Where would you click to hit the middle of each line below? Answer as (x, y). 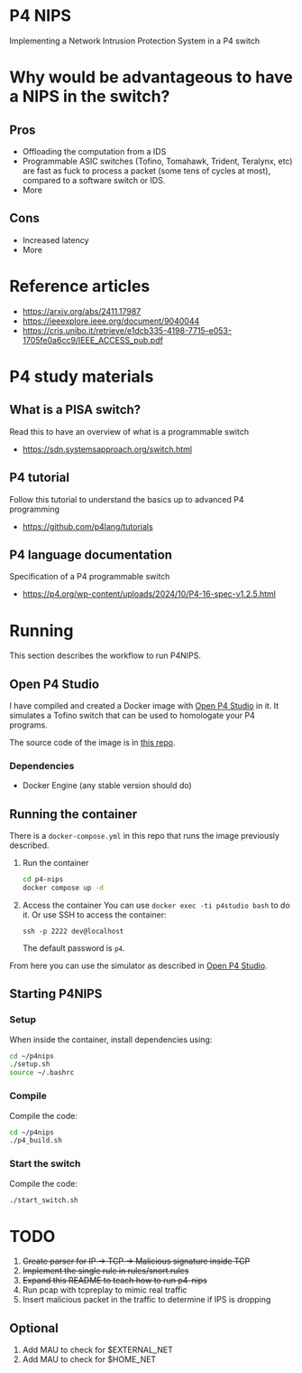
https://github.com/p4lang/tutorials (87, 526)
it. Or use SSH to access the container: (94, 915)
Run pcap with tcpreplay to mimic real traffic (105, 1290)
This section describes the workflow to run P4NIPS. (105, 655)
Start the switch (45, 1164)
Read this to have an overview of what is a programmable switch (129, 431)
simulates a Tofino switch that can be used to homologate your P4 (132, 716)
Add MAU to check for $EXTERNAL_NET (97, 1350)
